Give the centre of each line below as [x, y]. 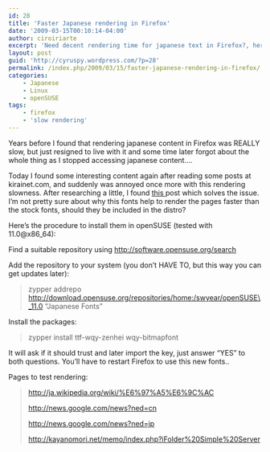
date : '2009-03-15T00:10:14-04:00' [68, 31]
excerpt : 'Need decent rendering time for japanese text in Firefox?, [129, 46]
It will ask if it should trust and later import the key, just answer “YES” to [127, 352]
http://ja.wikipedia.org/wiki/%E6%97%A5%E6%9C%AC [121, 392]
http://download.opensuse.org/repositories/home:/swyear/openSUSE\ [144, 297]
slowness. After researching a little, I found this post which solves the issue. [134, 193]
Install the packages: [43, 321]
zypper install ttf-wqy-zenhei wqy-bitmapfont [103, 337]
